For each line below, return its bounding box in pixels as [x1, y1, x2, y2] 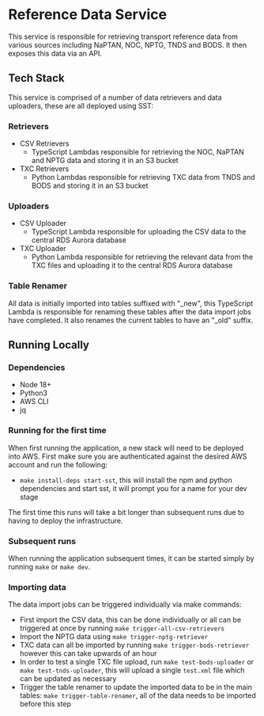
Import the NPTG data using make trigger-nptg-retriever [19, 632, 209, 642]
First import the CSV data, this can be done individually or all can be [19, 615, 242, 625]
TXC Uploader [19, 244, 66, 253]
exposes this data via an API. [8, 48, 103, 58]
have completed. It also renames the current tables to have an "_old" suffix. [8, 315, 254, 325]
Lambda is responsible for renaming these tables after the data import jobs [8, 307, 251, 316]
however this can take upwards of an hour [19, 649, 157, 658]
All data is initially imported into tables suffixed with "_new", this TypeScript [8, 299, 254, 308]
